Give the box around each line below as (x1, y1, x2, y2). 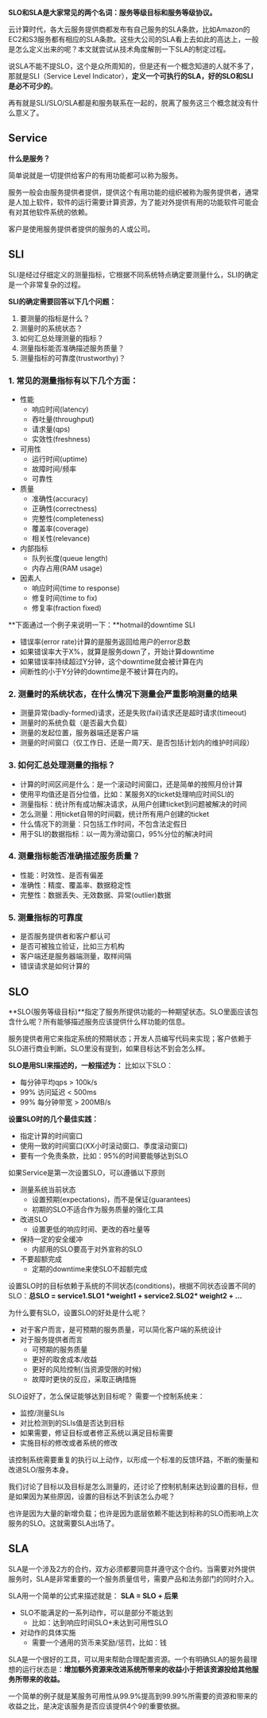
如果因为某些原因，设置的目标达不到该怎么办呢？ (14, 1492, 176, 1501)
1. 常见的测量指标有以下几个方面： (8, 375, 139, 386)
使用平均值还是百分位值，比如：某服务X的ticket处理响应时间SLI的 (19, 789, 234, 799)
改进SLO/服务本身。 (8, 1465, 73, 1474)
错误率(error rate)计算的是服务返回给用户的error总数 (19, 637, 191, 646)
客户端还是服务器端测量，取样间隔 (19, 951, 132, 961)
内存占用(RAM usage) (31, 563, 103, 573)
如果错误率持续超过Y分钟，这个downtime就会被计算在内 (19, 656, 204, 666)
